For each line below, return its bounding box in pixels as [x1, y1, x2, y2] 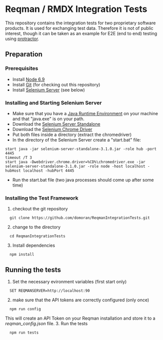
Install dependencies [12, 242, 56, 249]
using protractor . [5, 36, 39, 42]
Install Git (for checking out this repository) [12, 81, 100, 87]
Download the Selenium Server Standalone [12, 121, 100, 127]
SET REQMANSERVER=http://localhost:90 [9, 288, 90, 293]
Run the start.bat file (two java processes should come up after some [12, 177, 154, 183]
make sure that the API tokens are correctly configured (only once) [12, 297, 150, 303]
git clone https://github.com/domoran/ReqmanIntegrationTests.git [9, 215, 150, 220]
